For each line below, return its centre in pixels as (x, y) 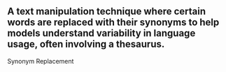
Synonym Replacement (41, 61)
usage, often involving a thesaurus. (86, 44)
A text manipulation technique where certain (107, 12)
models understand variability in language (101, 33)
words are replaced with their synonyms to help (113, 23)
